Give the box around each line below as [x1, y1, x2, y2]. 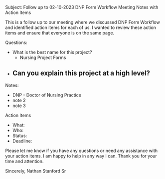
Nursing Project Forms [19, 54, 66, 60]
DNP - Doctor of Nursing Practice [12, 92, 81, 98]
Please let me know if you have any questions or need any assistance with [5, 147, 158, 153]
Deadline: [12, 137, 32, 144]
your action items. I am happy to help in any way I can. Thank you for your [5, 152, 157, 159]
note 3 [12, 102, 26, 108]
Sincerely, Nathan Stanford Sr [5, 167, 66, 174]
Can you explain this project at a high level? [12, 69, 151, 77]
